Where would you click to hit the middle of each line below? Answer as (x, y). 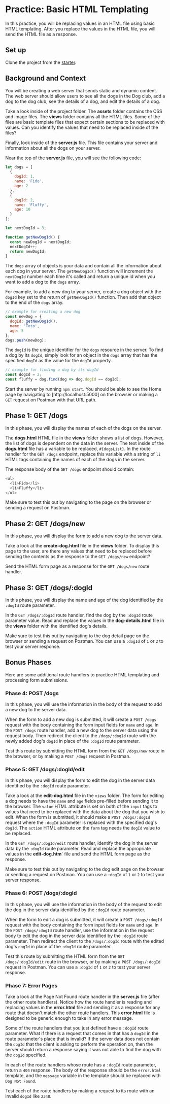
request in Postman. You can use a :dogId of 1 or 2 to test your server (78, 967)
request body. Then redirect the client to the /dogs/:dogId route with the (81, 736)
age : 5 (17, 331)
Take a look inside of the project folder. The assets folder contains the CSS (84, 111)
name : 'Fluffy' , (32, 205)
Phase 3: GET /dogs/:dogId (49, 588)
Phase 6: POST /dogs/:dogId (41, 893)
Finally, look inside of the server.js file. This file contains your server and (81, 143)
